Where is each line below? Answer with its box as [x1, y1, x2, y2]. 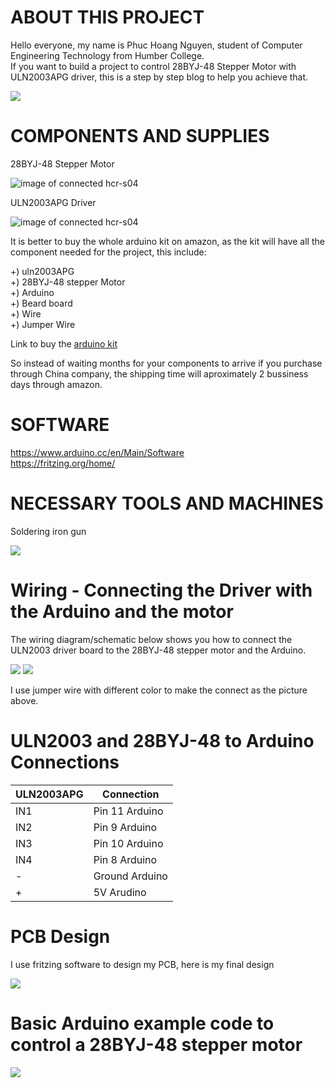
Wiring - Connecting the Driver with [10, 579, 313, 601]
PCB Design [10, 925, 111, 948]
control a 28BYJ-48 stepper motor [10, 1033, 303, 1056]
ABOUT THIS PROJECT [10, 6, 205, 29]
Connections [10, 751, 120, 773]
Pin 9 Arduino [93, 820, 158, 834]
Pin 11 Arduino [93, 804, 164, 818]
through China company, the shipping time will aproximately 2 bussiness [10, 367, 309, 380]
